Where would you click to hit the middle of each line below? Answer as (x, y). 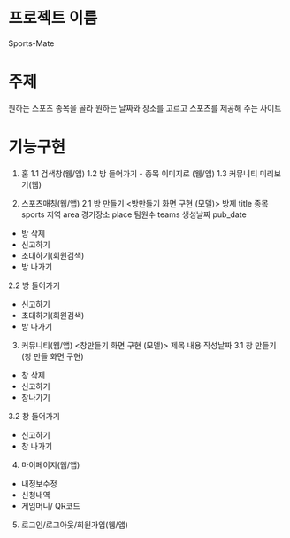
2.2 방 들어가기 (34, 285)
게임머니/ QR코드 (50, 505)
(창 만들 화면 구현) (52, 356)
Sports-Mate (31, 43)
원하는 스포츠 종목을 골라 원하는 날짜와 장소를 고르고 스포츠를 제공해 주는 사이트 (145, 108)
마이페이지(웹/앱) (50, 464)
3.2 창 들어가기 (34, 416)
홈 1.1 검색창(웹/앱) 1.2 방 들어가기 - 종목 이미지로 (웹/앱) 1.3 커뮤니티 (139, 173)
